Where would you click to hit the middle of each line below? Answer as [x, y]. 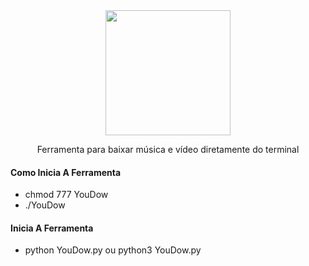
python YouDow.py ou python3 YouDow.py [113, 250]
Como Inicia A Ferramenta [66, 172]
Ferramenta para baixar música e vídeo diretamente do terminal [168, 149]
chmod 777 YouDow [66, 195]
